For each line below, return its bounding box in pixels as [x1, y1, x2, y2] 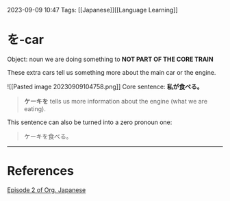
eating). [23, 104, 46, 113]
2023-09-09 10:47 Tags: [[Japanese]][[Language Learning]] [7, 6, 178, 14]
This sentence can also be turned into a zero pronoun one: [7, 118, 172, 126]
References [7, 163, 74, 179]
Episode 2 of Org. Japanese [7, 185, 86, 194]
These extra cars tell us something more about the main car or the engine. [7, 68, 216, 76]
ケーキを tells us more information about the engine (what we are [23, 97, 207, 105]
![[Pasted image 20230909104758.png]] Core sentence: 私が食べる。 [7, 82, 203, 91]
